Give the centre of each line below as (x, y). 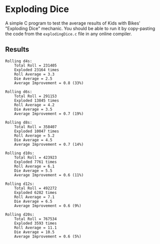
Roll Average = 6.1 (34, 166)
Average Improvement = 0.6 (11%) (49, 175)
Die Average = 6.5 (33, 201)
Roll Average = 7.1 (34, 197)
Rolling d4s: (19, 61)
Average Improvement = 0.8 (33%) (49, 83)
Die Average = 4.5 (33, 140)
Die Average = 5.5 (33, 171)
